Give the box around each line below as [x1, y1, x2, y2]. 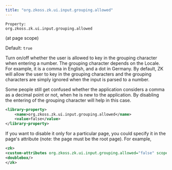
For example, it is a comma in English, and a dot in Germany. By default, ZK [5, 65, 164, 71]
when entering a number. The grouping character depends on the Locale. [5, 60, 160, 66]
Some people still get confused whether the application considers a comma [5, 86, 165, 92]
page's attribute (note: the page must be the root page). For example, [5, 136, 152, 142]
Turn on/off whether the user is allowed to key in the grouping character [5, 55, 157, 61]
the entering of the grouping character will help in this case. [5, 97, 132, 103]
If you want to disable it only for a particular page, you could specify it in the [5, 131, 166, 137]
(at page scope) [5, 35, 39, 41]
